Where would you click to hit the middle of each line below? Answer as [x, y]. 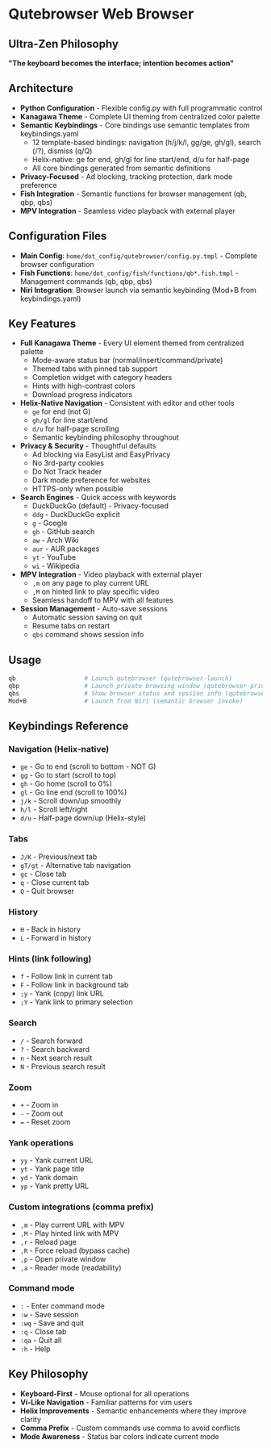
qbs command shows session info [88, 635]
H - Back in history [50, 929]
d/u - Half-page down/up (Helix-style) [83, 818]
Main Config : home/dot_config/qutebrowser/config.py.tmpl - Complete [139, 256]
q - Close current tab [54, 882]
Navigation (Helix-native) [59, 749]
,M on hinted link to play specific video [96, 592]
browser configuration [57, 264]
